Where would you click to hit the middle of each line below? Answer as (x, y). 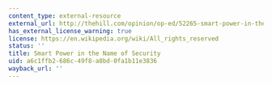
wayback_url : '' (36, 69)
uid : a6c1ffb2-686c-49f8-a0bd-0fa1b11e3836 (83, 62)
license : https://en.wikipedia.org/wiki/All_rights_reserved (114, 38)
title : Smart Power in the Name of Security (85, 53)
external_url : (32, 23)
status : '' (27, 46)
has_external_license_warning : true (70, 31)
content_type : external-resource (65, 16)
